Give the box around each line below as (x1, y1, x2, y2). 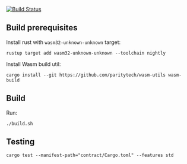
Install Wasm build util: (6, 60, 61, 68)
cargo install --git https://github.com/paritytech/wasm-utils (6, 72, 166, 78)
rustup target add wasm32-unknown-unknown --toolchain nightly (6, 50, 166, 56)
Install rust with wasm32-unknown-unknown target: (6, 39, 121, 46)
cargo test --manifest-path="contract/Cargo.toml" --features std (6, 152, 174, 159)
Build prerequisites (6, 23, 78, 33)
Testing (6, 137, 35, 147)
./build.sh (6, 121, 33, 127)
